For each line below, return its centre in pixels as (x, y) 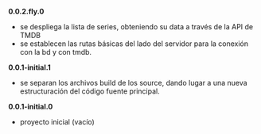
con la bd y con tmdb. (56, 52)
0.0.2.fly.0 (26, 11)
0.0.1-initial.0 (31, 107)
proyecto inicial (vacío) (57, 122)
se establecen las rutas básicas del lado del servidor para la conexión (134, 44)
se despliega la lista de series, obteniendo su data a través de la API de (136, 27)
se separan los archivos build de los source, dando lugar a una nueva (134, 83)
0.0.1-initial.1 (29, 67)
